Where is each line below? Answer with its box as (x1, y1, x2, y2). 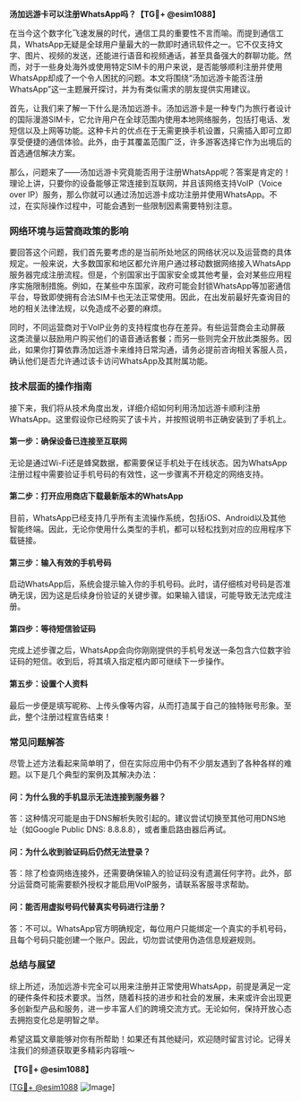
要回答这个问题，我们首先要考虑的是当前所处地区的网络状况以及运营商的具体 (9, 247, 292, 258)
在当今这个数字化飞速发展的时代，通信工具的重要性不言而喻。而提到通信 (9, 28, 276, 39)
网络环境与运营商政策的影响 (9, 224, 129, 237)
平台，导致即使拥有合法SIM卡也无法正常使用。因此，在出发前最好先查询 (9, 291, 275, 303)
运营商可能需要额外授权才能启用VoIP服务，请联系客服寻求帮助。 (16, 879, 254, 890)
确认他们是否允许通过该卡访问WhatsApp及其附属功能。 (9, 356, 213, 367)
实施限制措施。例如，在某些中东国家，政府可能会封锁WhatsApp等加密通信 (16, 281, 291, 291)
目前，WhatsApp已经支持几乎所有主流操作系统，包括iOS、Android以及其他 (9, 513, 287, 523)
